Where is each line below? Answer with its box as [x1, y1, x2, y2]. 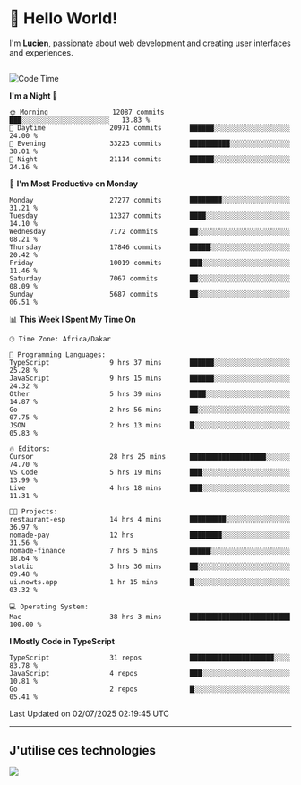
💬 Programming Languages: [9, 350, 106, 359]
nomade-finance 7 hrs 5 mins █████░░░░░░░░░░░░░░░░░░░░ [9, 547, 291, 556]
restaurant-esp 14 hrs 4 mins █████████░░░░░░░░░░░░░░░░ [9, 515, 291, 524]
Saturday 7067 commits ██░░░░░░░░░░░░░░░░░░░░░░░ [9, 274, 291, 283]
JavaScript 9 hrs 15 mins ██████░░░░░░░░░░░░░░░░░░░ [9, 374, 291, 384]
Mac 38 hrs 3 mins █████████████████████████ [9, 613, 291, 622]
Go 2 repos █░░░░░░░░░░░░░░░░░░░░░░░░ [9, 685, 291, 694]
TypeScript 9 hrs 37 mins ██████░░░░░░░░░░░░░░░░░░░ [9, 358, 291, 367]
